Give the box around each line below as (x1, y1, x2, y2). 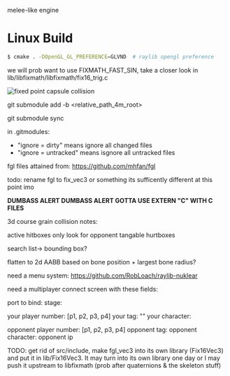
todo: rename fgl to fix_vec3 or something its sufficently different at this (7, 175, 213, 183)
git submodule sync (7, 114, 64, 122)
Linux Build (7, 31, 73, 46)
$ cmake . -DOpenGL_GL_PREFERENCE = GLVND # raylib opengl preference (7, 53, 215, 60)
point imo (7, 183, 35, 191)
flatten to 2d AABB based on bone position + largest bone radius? (7, 257, 196, 266)
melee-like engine (7, 6, 59, 14)
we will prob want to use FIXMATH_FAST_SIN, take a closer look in (7, 66, 199, 74)
